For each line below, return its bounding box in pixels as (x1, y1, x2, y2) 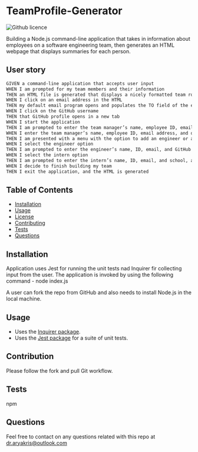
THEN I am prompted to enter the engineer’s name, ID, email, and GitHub (6, 147, 192, 153)
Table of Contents (6, 185, 74, 195)
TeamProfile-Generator (6, 4, 123, 18)
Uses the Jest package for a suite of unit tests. (14, 334, 128, 341)
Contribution (6, 351, 54, 361)
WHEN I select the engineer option (6, 141, 94, 147)
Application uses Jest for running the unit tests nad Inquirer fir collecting (6, 265, 182, 272)
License (14, 213, 34, 220)
